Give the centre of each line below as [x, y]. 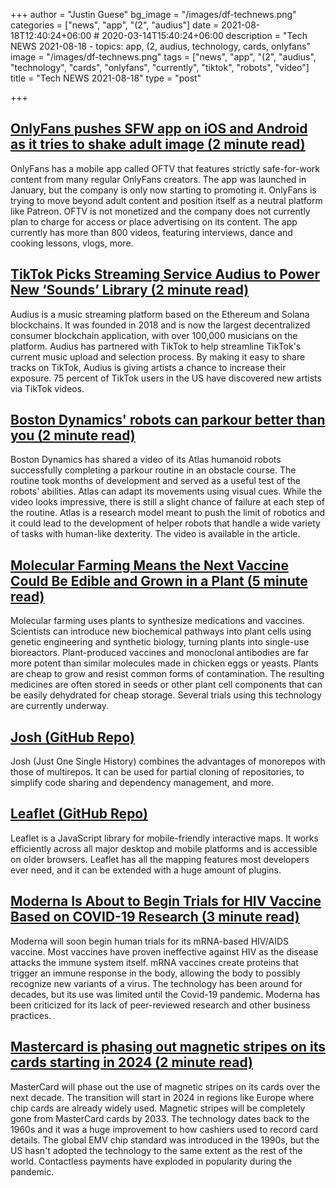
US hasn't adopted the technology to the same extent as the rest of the [156, 1150]
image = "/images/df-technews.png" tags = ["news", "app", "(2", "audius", [163, 57]
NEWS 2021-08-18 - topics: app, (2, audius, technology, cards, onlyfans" [161, 46]
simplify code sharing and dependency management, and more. [142, 783]
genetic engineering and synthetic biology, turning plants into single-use [160, 642]
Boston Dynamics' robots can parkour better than [168, 420]
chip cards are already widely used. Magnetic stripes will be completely [158, 1108]
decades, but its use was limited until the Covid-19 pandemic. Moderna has [165, 994]
